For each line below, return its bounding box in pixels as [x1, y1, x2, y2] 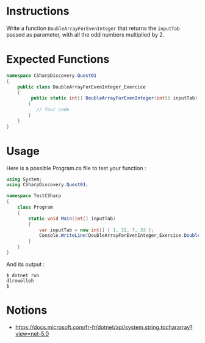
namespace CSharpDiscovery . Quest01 [6, 72, 97, 79]
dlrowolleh [6, 278, 34, 284]
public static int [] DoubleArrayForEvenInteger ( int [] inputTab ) [31, 95, 198, 101]
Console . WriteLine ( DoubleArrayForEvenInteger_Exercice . [38, 233, 184, 239]
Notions [6, 303, 48, 317]
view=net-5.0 [15, 330, 49, 337]
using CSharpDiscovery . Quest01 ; [6, 182, 88, 188]
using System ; [6, 176, 43, 182]
